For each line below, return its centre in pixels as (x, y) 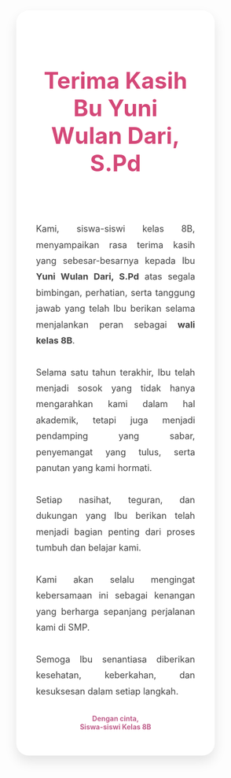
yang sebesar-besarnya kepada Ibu (115, 260)
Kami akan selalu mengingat (115, 579)
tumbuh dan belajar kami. (89, 547)
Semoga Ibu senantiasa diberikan (115, 659)
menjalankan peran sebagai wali (115, 324)
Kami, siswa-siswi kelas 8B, (115, 229)
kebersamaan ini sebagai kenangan (115, 596)
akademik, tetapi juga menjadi (115, 420)
